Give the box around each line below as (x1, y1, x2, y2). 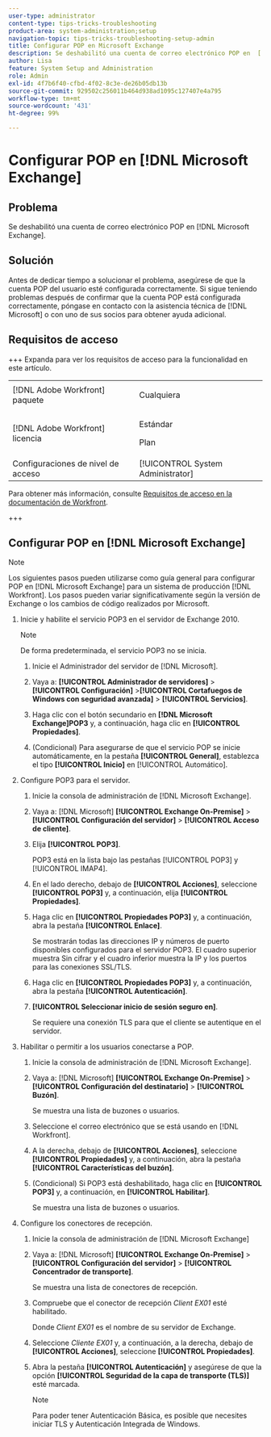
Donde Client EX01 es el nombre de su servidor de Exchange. (31, 1322, 236, 1332)
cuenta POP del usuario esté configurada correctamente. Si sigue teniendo (8, 283, 257, 293)
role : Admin (8, 72, 48, 80)
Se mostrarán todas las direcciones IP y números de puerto (31, 936, 230, 946)
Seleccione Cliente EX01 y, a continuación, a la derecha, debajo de (31, 1338, 254, 1348)
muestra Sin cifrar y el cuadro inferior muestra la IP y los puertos (31, 953, 248, 963)
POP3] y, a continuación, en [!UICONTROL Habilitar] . (31, 1188, 210, 1197)
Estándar (139, 418, 173, 429)
